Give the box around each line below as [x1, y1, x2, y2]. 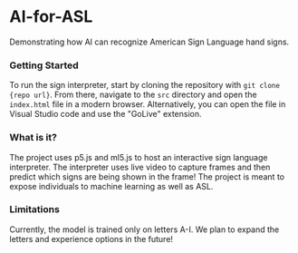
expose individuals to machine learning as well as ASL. [9, 180, 214, 191]
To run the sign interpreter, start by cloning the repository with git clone [9, 80, 281, 91]
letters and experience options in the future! [9, 233, 174, 244]
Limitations [9, 203, 61, 216]
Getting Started [9, 59, 79, 72]
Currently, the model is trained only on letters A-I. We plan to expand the [9, 224, 280, 235]
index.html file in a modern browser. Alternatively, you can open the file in [9, 99, 286, 110]
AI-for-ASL [9, 6, 93, 27]
